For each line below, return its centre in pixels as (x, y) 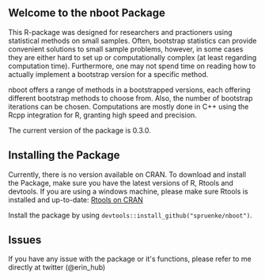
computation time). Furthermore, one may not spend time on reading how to (132, 66)
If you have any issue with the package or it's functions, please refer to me (130, 259)
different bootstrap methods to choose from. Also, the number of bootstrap (131, 98)
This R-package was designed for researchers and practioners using (120, 32)
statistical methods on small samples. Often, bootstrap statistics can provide (132, 40)
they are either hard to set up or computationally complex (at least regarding (132, 57)
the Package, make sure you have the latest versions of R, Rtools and (121, 182)
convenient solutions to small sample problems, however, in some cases (126, 49)
